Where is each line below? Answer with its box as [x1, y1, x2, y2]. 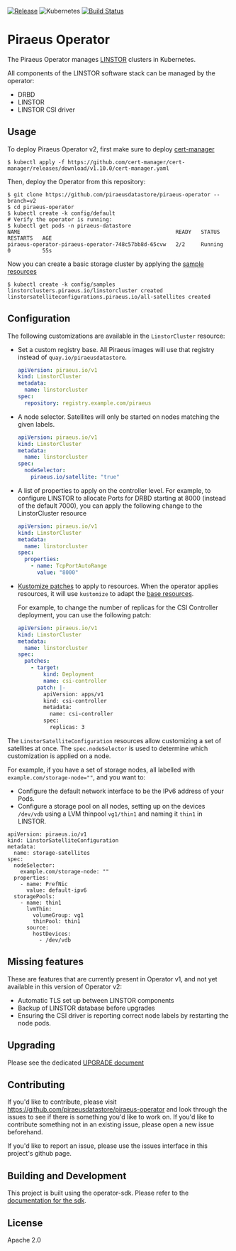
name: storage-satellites [13, 849, 91, 856]
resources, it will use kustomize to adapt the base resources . [17, 589, 194, 597]
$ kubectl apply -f [7, 159, 65, 166]
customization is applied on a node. [7, 751, 111, 760]
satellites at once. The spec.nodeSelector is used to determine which [7, 744, 208, 752]
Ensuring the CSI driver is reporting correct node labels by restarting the [17, 1011, 229, 1020]
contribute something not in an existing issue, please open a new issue [7, 1120, 215, 1129]
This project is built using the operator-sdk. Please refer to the [7, 1188, 189, 1198]
